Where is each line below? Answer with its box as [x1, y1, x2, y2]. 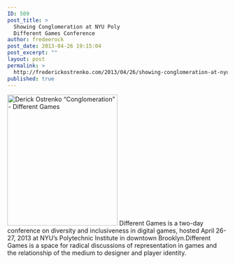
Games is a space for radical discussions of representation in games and [7, 242, 218, 250]
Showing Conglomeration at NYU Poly [13, 23, 120, 30]
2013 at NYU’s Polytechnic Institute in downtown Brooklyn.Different [17, 234, 211, 242]
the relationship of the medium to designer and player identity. [7, 249, 187, 257]
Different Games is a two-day [118, 219, 204, 228]
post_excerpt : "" [7, 50, 58, 57]
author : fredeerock [7, 36, 64, 43]
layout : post [7, 56, 45, 63]
